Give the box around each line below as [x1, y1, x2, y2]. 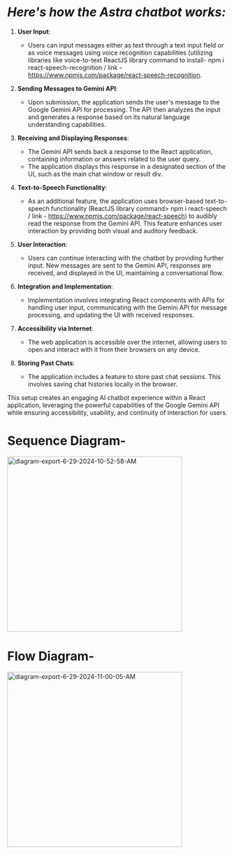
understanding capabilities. [27, 120, 106, 128]
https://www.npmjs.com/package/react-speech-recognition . [27, 71, 203, 79]
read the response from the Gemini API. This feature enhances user [27, 219, 222, 228]
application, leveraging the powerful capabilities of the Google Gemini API [7, 401, 220, 409]
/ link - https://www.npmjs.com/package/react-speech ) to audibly [27, 212, 218, 220]
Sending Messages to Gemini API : [17, 84, 118, 92]
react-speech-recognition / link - [27, 63, 123, 71]
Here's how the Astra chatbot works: [7, 4, 226, 20]
